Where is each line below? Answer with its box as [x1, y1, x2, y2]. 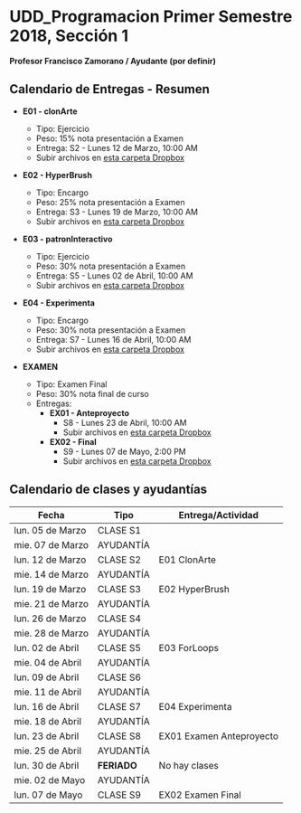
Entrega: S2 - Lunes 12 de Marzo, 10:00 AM [35, 142, 199, 153]
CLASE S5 [97, 641, 142, 654]
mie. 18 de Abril [14, 714, 82, 727]
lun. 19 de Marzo [14, 582, 87, 595]
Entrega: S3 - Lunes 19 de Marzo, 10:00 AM [35, 206, 199, 217]
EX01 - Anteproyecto [49, 407, 129, 418]
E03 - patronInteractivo [22, 233, 113, 244]
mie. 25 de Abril [14, 744, 82, 757]
